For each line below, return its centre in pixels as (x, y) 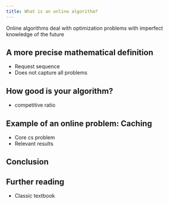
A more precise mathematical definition (80, 53)
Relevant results (34, 144)
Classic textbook (35, 196)
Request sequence (37, 66)
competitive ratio (35, 105)
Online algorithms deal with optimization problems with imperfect (84, 28)
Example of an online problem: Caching (79, 123)
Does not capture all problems (51, 73)
